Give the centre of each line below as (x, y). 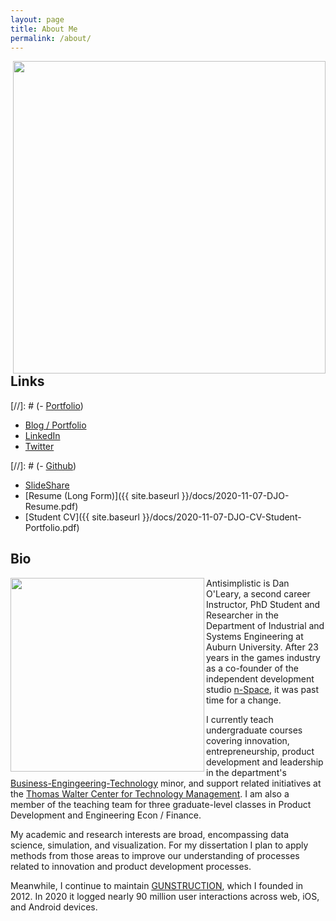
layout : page (37, 19)
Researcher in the (242, 615)
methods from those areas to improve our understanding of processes (155, 855)
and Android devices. (54, 907)
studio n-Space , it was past (263, 689)
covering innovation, (248, 740)
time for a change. (244, 700)
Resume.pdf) (51, 506)
